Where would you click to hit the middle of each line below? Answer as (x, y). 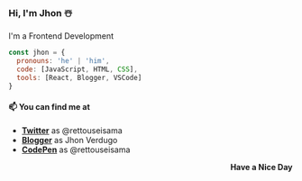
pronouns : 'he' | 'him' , (63, 61)
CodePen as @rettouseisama (76, 149)
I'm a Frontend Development (61, 36)
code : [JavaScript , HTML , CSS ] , (78, 69)
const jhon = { (37, 53)
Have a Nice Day (261, 167)
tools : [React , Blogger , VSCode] (79, 77)
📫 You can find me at (50, 107)
